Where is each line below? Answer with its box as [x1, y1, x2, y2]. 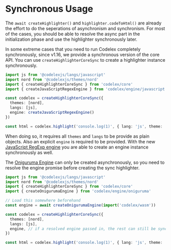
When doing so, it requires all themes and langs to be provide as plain [5, 133, 150, 139]
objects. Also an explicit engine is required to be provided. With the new [5, 138, 155, 144]
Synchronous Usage [5, 3, 93, 15]
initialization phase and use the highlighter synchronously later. [5, 36, 137, 42]
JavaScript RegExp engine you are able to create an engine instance [5, 144, 149, 150]
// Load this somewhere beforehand [5, 198, 81, 203]
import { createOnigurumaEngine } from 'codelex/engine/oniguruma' [5, 189, 152, 194]
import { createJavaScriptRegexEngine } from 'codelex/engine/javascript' [5, 86, 167, 92]
